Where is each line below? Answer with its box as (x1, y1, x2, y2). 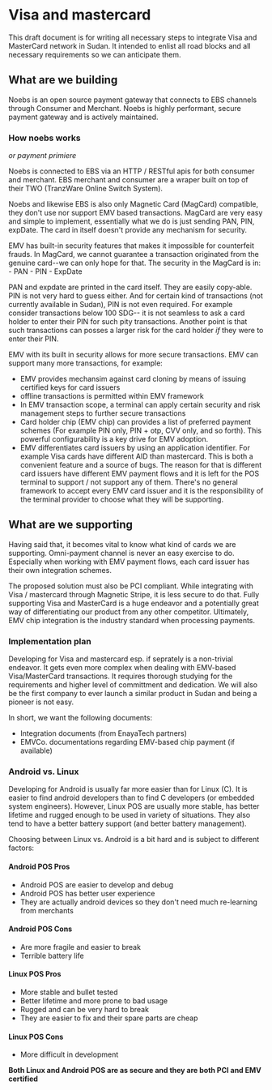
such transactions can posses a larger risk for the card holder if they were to (8, 326, 264, 336)
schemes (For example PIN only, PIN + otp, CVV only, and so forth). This (19, 425, 262, 435)
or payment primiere (8, 151, 77, 160)
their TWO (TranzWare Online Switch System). (8, 184, 164, 194)
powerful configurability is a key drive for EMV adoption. (19, 434, 209, 444)
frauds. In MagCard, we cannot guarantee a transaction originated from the (8, 250, 259, 259)
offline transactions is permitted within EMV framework (19, 391, 204, 401)
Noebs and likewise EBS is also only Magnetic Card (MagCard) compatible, (8, 199, 259, 209)
